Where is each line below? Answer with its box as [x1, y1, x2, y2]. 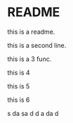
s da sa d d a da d [7, 109, 59, 117]
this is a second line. [7, 41, 67, 49]
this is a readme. [7, 27, 55, 36]
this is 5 [7, 82, 30, 90]
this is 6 [7, 96, 30, 104]
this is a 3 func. [7, 54, 52, 63]
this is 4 [7, 68, 30, 77]
